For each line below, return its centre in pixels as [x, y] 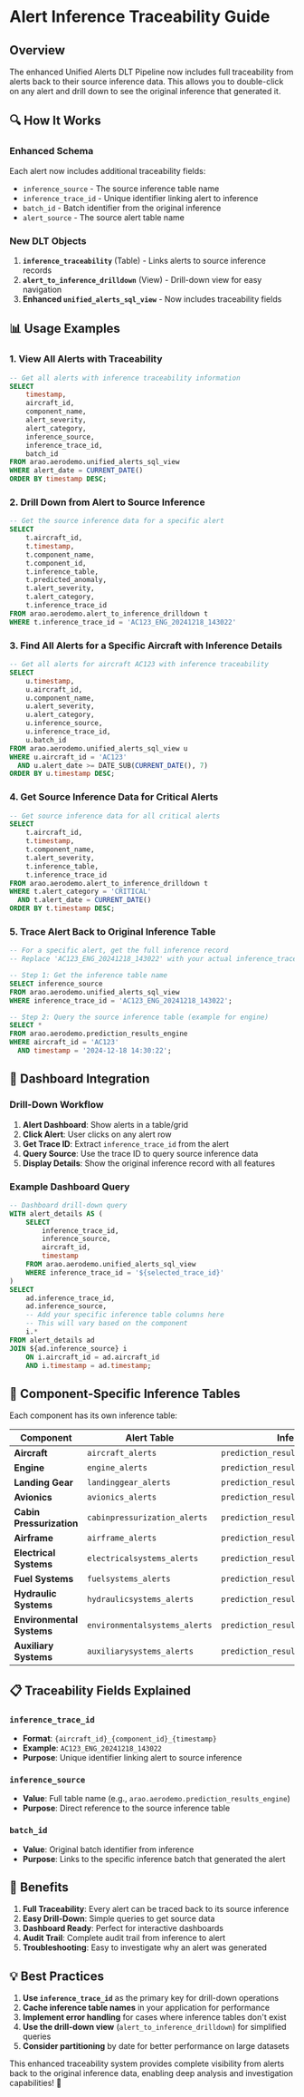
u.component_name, [60, 698]
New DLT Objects [48, 240]
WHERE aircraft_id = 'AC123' [64, 1043]
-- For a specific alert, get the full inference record [119, 951]
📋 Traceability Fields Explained [100, 1690]
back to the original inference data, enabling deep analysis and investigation [152, 2073]
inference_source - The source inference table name [121, 189]
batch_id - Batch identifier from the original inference [122, 208]
